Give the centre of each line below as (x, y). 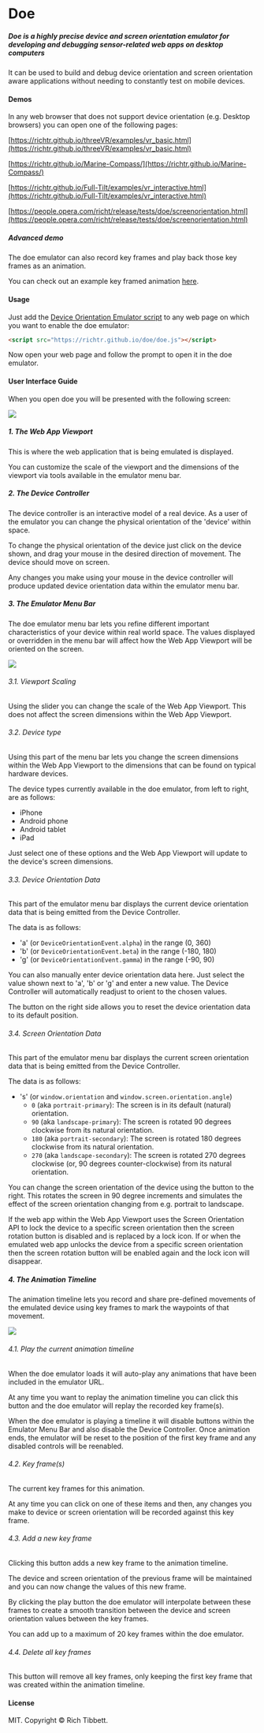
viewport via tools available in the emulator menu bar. (95, 475)
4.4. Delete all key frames (50, 1652)
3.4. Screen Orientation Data (55, 1033)
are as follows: (32, 797)
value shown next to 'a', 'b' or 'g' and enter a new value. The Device (118, 984)
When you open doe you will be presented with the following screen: (119, 398)
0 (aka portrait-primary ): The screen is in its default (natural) (131, 1105)
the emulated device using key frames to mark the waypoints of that (119, 1308)
